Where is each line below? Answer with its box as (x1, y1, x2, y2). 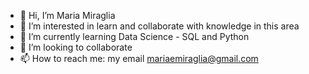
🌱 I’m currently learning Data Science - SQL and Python (19, 31, 250, 42)
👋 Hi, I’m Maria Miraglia (19, 10, 116, 21)
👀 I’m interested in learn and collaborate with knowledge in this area (19, 20, 300, 32)
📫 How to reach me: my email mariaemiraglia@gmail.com (19, 53, 259, 64)
